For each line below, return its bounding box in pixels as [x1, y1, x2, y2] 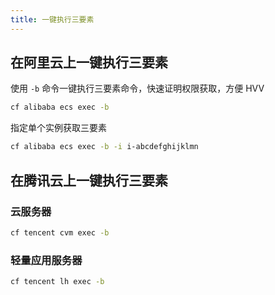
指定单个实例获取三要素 [10, 122, 107, 134]
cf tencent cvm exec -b [10, 227, 110, 238]
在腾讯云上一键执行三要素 [10, 172, 168, 189]
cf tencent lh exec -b [10, 277, 105, 287]
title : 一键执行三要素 [10, 14, 95, 25]
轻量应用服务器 [10, 253, 83, 267]
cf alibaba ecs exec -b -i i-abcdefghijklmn [10, 142, 199, 152]
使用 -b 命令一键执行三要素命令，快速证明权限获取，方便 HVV [10, 82, 265, 95]
